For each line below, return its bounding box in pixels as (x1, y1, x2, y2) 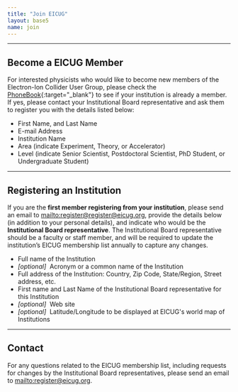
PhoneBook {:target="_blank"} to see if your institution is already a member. (7, 90, 227, 99)
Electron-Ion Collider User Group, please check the (7, 83, 157, 92)
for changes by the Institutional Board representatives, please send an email (7, 369, 229, 377)
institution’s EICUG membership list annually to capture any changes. (7, 241, 209, 249)
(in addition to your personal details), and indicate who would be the (7, 218, 207, 227)
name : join (7, 23, 40, 31)
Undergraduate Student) (17, 157, 89, 165)
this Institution (17, 293, 59, 300)
